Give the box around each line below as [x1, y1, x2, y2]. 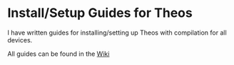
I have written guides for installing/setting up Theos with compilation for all [7, 28, 227, 37]
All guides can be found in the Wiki [7, 49, 110, 58]
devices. [7, 35, 33, 44]
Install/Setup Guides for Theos [7, 5, 193, 21]
